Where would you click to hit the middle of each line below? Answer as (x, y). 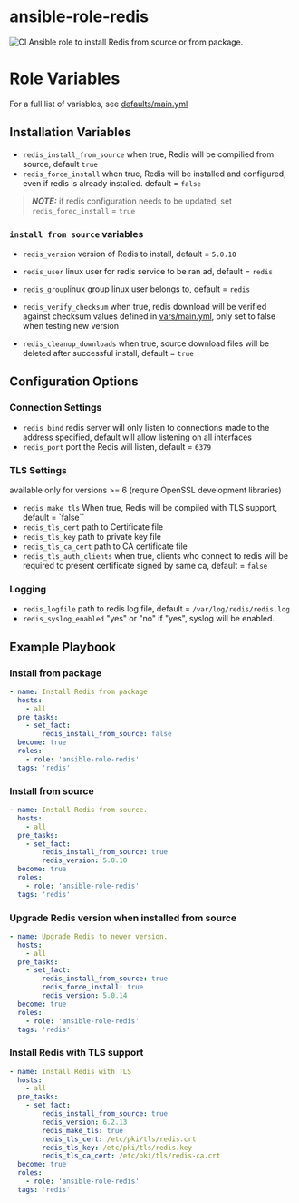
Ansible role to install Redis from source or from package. (136, 42)
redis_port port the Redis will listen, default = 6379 (116, 446)
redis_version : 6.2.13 (85, 1122)
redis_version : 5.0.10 (85, 860)
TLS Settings (39, 470)
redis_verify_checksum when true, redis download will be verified (145, 306)
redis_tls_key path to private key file (92, 536)
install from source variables (77, 234)
